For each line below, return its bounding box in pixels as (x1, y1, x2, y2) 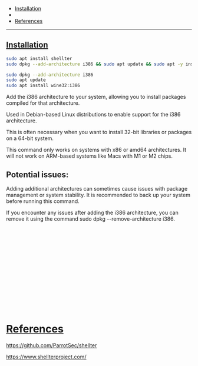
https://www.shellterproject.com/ (6, 353, 87, 361)
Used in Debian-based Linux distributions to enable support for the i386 (6, 111, 181, 118)
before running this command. (6, 198, 80, 205)
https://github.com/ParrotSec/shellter (6, 342, 97, 349)
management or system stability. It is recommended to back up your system (6, 191, 190, 198)
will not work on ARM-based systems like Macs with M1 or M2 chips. (6, 152, 173, 159)
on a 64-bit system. (6, 135, 54, 142)
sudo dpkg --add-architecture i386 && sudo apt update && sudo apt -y (6, 61, 183, 67)
